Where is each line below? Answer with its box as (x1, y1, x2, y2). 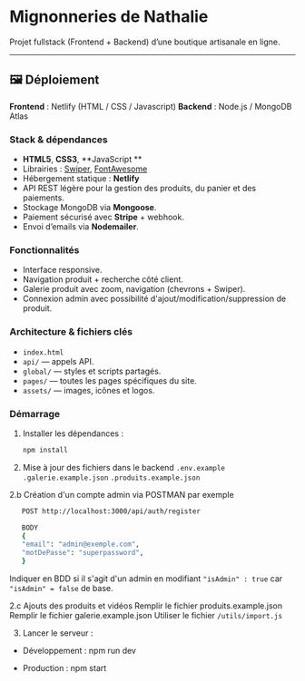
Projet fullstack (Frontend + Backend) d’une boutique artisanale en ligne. (9, 36, 280, 47)
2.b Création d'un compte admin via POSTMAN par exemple (9, 489, 234, 500)
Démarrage (9, 407, 61, 420)
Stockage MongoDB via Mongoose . (22, 202, 157, 213)
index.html (22, 347, 64, 357)
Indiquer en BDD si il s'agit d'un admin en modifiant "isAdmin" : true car (9, 573, 283, 584)
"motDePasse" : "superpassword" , (21, 549, 144, 558)
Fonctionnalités (9, 243, 80, 256)
